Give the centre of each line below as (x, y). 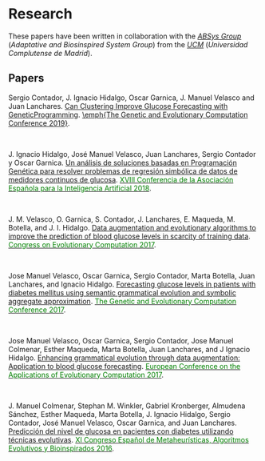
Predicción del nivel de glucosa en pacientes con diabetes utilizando (121, 431)
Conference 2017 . (37, 310)
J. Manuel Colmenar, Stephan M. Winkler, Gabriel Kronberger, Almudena (127, 406)
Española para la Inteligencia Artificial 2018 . (80, 188)
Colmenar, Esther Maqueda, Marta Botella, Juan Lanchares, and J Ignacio (129, 349)
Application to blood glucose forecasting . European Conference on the (125, 366)
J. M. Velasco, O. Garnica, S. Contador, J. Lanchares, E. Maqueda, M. (122, 219)
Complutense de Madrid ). (51, 53)
